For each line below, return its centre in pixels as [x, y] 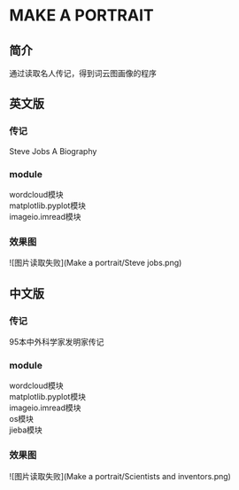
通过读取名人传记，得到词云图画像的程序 [83, 73]
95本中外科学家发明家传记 [57, 341]
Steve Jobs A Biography [53, 151]
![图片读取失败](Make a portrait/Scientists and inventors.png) [120, 476]
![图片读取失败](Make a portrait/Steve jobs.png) [96, 263]
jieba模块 [26, 430]
